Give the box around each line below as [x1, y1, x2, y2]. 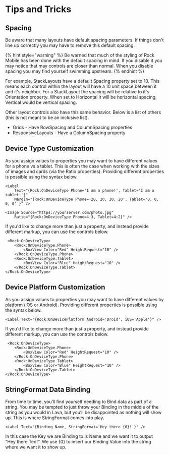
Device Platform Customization [5, 283, 105, 292]
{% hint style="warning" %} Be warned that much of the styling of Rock [5, 52, 155, 58]
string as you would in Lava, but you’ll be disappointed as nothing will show [5, 410, 162, 416]
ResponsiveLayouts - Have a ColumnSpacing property [12, 130, 126, 136]
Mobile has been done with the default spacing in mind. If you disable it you [5, 58, 162, 64]
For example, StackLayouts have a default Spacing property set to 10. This [5, 78, 160, 84]
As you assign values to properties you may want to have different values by [5, 296, 164, 302]
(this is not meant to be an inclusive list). [5, 115, 89, 121]
